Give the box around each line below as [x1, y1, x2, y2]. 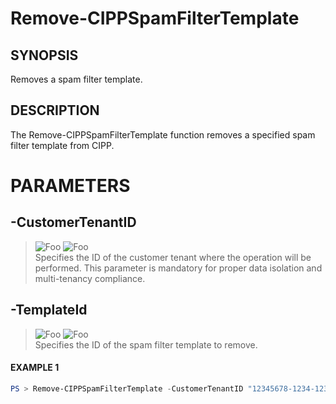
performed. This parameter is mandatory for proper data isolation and [34, 262, 323, 274]
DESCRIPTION [10, 102, 100, 119]
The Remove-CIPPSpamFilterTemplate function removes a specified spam [10, 128, 316, 141]
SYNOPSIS [10, 47, 79, 64]
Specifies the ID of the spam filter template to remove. [34, 338, 258, 351]
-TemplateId [10, 302, 88, 319]
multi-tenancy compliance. [34, 272, 146, 284]
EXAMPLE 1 [10, 362, 60, 374]
